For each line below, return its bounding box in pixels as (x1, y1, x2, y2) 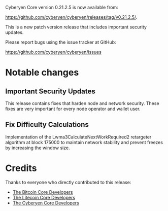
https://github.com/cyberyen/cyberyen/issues (5, 49, 102, 55)
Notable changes (5, 67, 79, 78)
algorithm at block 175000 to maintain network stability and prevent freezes (5, 139, 163, 145)
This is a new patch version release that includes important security (5, 24, 147, 30)
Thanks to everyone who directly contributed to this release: (5, 179, 131, 185)
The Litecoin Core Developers (12, 194, 75, 200)
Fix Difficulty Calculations (5, 120, 89, 129)
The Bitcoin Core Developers (12, 189, 73, 195)
